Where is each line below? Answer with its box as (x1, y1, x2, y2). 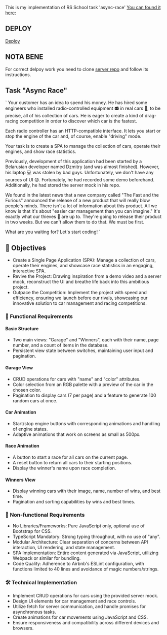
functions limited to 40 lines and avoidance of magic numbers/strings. (12, 566, 159, 572)
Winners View (5, 477, 36, 483)
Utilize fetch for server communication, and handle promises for (12, 603, 146, 609)
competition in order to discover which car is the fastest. (19, 118, 138, 124)
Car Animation (5, 409, 36, 416)
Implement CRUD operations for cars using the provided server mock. (12, 592, 158, 598)
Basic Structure (5, 325, 39, 332)
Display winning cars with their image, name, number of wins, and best (12, 488, 161, 494)
